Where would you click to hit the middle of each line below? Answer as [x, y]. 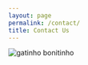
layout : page [30, 15]
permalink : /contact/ [44, 23]
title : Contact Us [39, 30]
